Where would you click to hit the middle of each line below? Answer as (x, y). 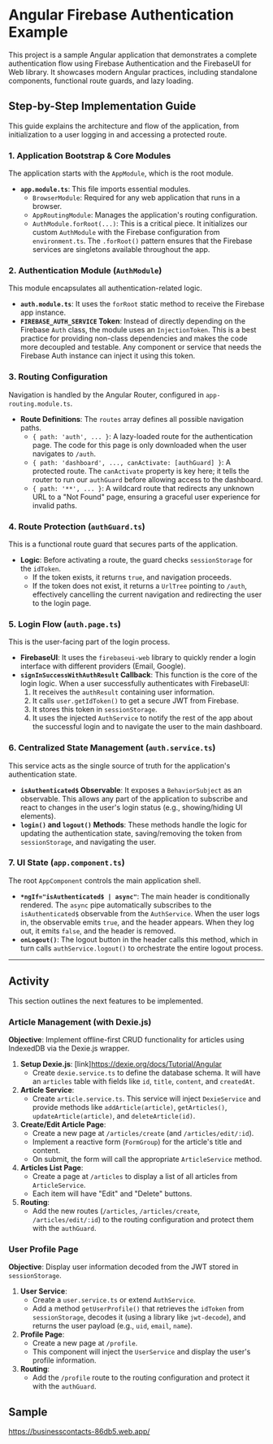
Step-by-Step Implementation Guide (102, 106)
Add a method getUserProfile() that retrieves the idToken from (138, 1309)
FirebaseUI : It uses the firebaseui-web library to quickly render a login (138, 658)
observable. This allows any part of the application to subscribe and (134, 798)
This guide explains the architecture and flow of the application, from (124, 126)
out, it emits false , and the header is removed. (98, 931)
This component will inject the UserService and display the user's (141, 1352)
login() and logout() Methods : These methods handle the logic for (134, 824)
